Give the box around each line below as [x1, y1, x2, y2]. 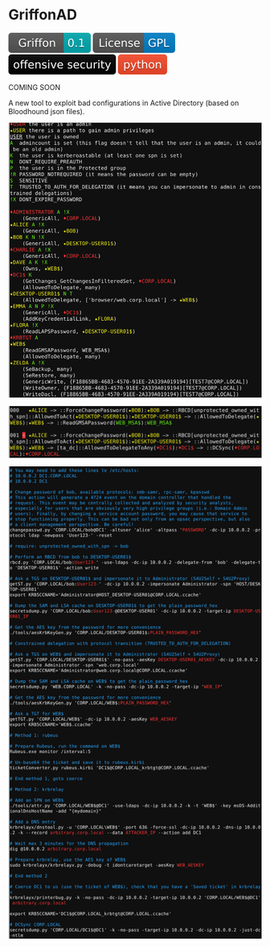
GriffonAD [8, 6, 78, 24]
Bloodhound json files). [8, 106, 85, 116]
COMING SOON [8, 82, 61, 92]
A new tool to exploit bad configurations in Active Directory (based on [8, 98, 239, 108]
